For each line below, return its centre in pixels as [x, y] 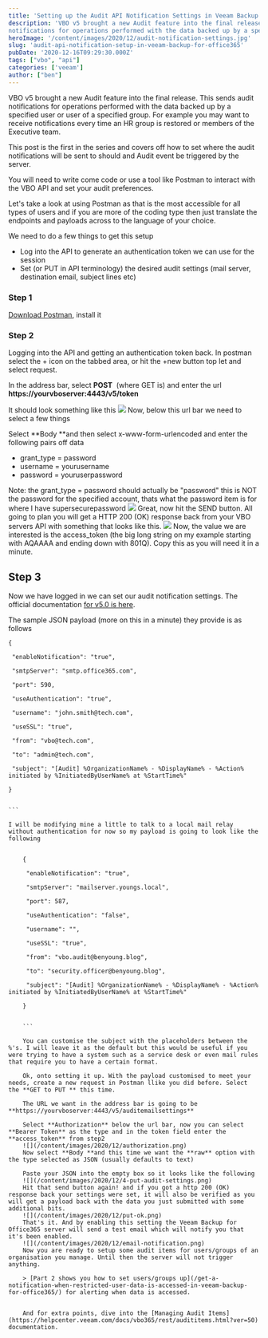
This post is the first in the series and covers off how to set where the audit [132, 147]
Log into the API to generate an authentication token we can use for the [137, 251]
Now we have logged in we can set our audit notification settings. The [123, 596]
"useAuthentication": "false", [78, 916]
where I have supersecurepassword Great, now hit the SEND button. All [130, 508]
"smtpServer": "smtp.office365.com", [74, 671]
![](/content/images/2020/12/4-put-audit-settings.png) [118, 1181]
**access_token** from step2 [57, 1139]
